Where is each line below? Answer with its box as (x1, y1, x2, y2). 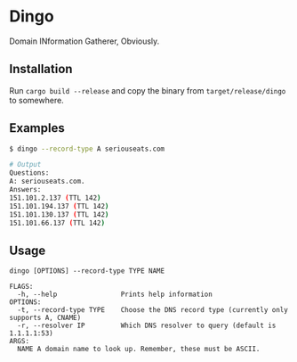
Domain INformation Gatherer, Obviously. (9, 36, 160, 46)
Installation (9, 62, 73, 77)
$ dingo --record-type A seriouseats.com (9, 144, 165, 153)
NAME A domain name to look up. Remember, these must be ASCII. (17, 345, 261, 354)
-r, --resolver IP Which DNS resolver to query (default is (17, 321, 277, 331)
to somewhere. (9, 95, 64, 105)
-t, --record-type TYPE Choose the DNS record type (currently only (17, 306, 289, 315)
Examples (9, 120, 65, 136)
